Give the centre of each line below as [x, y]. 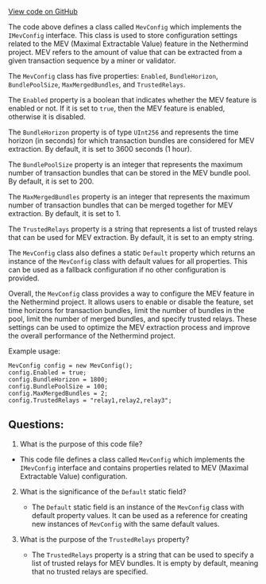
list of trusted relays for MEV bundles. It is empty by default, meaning [145, 563]
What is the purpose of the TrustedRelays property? [104, 539]
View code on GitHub [43, 12]
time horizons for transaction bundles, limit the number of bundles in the [126, 310]
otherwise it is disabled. [47, 117]
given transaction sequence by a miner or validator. [92, 60]
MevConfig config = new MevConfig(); [71, 365]
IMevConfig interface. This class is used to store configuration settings [123, 35]
